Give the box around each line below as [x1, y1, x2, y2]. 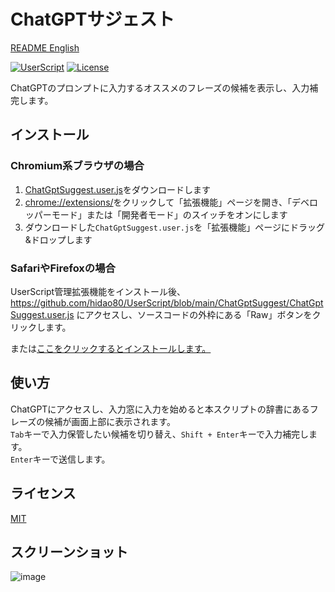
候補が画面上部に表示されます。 [44, 415, 176, 427]
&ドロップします [24, 233, 93, 245]
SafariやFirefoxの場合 [10, 261, 116, 275]
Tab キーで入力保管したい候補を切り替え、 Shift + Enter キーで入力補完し [10, 428, 309, 440]
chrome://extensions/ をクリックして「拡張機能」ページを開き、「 [24, 196, 292, 208]
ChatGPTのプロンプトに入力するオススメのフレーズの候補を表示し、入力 [10, 81, 310, 94]
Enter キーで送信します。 [10, 453, 111, 465]
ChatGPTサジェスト [10, 8, 175, 31]
